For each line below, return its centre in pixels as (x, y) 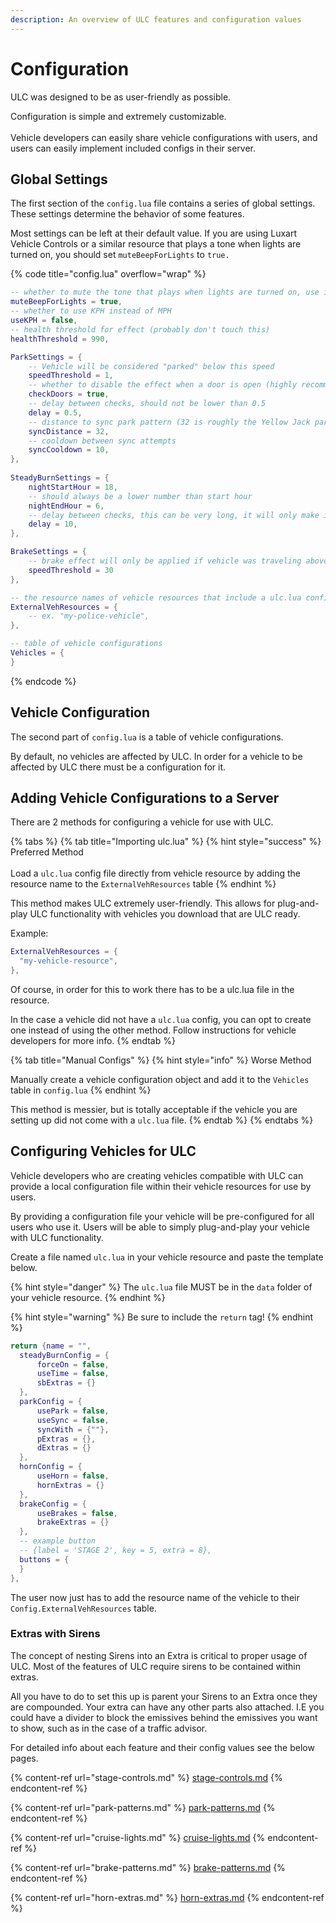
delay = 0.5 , (55, 412)
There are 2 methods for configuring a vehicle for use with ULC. (142, 822)
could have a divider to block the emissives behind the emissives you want (164, 1717)
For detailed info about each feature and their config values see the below (162, 1747)
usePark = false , (73, 1411)
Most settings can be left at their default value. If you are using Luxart (154, 233)
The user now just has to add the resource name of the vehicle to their (155, 1597)
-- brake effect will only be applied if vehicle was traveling (165, 561)
